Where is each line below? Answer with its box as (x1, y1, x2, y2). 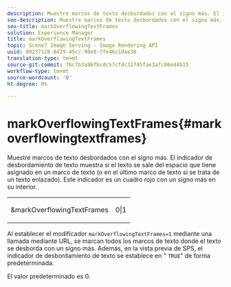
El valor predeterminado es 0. (7, 273, 91, 281)
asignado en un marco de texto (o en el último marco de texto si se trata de (7, 168, 220, 176)
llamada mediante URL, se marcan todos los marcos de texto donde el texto (7, 237, 221, 245)
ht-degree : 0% (7, 81, 48, 87)
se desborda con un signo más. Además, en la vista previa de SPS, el (7, 244, 203, 253)
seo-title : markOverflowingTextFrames (7, 23, 118, 30)
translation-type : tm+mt (7, 55, 78, 62)
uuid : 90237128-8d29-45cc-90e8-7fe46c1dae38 (7, 49, 137, 56)
